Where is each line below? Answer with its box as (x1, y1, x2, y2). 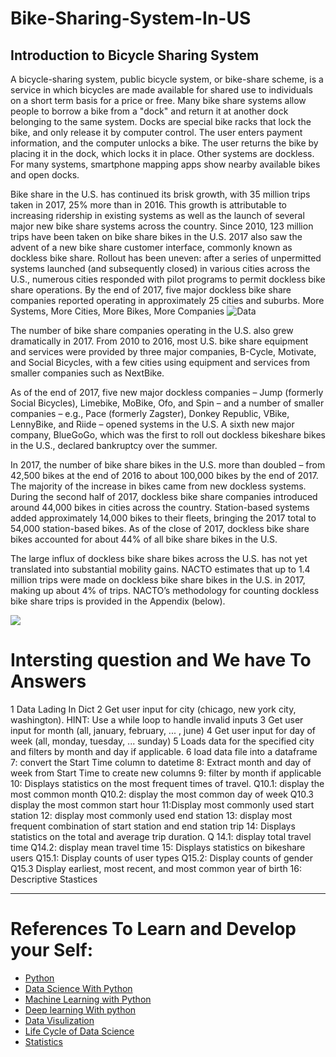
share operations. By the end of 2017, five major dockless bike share (10, 284, 292, 296)
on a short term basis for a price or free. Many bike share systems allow (10, 95, 307, 106)
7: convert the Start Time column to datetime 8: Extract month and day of (10, 756, 312, 768)
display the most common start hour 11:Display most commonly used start (10, 798, 315, 811)
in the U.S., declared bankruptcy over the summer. (10, 440, 218, 451)
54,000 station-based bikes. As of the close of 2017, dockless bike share (10, 523, 310, 534)
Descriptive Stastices (10, 873, 98, 885)
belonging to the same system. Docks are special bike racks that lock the (10, 116, 312, 127)
